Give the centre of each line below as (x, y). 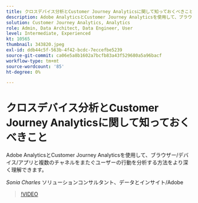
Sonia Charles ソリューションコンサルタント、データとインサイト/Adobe (95, 182)
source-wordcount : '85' (35, 66)
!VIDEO (29, 194)
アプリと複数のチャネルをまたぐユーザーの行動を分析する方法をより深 (103, 162)
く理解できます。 (27, 170)
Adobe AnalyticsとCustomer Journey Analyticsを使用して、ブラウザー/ (92, 155)
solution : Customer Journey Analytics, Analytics (68, 22)
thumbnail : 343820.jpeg (35, 45)
